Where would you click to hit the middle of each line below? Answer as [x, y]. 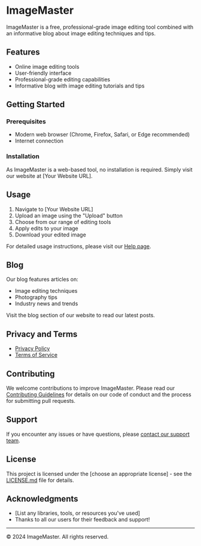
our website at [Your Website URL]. [49, 176]
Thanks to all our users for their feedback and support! [82, 520]
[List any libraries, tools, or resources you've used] [77, 513]
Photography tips [36, 298]
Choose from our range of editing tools [63, 222]
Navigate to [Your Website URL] [54, 209]
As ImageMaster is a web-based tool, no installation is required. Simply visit [99, 169]
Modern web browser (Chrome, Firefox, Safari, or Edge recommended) [102, 135]
